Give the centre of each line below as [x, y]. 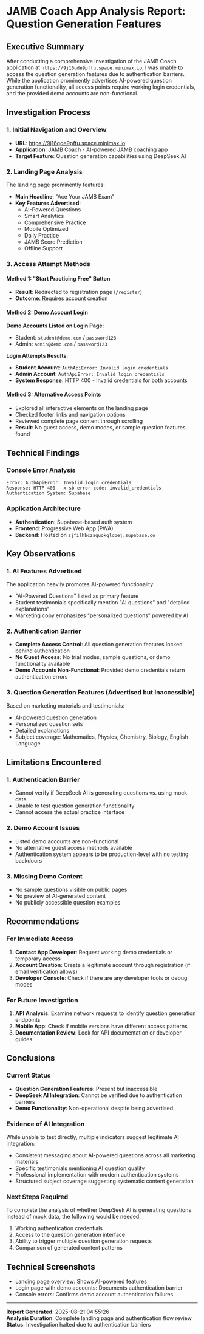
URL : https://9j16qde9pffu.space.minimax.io [70, 143]
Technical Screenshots [51, 1267]
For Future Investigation [42, 1000]
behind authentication [42, 651]
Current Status [29, 1075]
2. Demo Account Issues [43, 828]
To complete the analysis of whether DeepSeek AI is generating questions [99, 1210]
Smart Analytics [44, 216]
